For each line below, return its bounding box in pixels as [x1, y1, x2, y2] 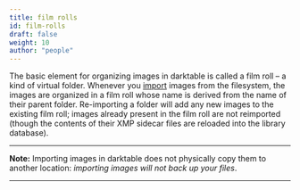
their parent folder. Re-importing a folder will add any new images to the [9, 99, 274, 110]
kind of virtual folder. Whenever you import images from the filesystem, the [9, 80, 286, 91]
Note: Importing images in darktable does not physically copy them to [9, 153, 266, 164]
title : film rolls [9, 12, 78, 22]
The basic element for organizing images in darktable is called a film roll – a [9, 70, 287, 81]
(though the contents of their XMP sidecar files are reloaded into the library [9, 118, 286, 129]
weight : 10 [9, 37, 50, 47]
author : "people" [9, 46, 74, 55]
